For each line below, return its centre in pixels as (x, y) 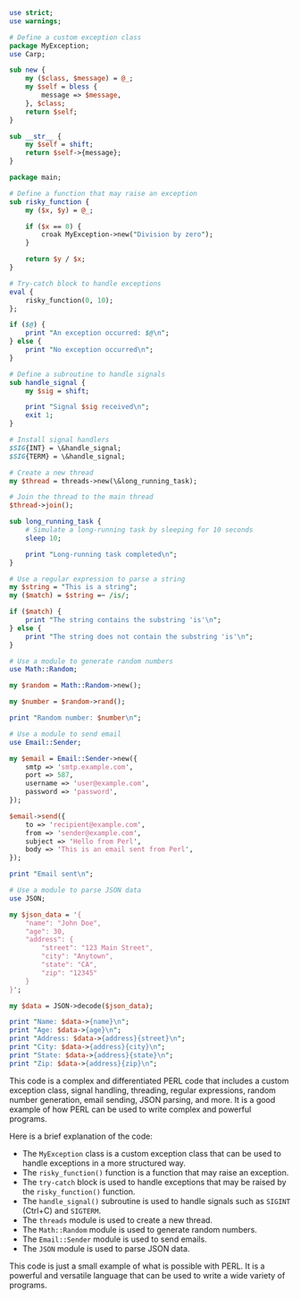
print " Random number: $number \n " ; (75, 718)
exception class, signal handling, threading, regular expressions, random (143, 1090)
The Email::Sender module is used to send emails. (114, 1239)
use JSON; (28, 898)
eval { (21, 292)
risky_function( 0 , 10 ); (70, 300)
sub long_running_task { (55, 522)
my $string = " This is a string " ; (74, 587)
